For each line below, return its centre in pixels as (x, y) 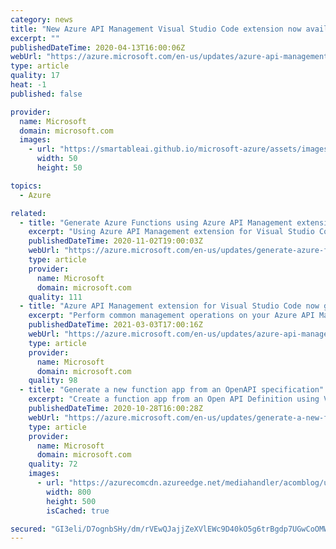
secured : (28, 529)
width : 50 (57, 159)
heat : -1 (28, 85)
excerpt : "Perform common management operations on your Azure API (171, 316)
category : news (42, 19)
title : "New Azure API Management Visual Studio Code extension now (156, 29)
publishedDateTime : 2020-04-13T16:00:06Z (98, 47)
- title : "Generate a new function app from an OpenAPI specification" (172, 390)
